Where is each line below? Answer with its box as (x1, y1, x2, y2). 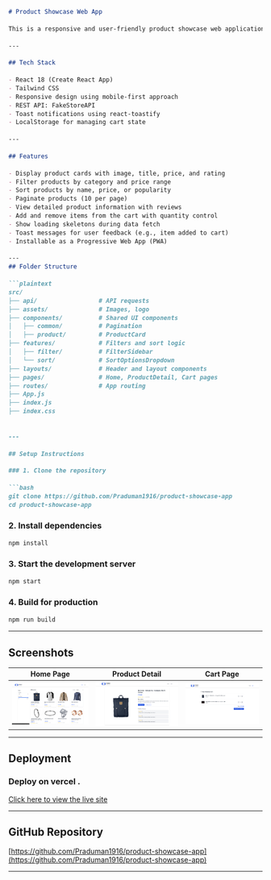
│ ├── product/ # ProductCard (8, 330, 147, 339)
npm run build (8, 616, 56, 624)
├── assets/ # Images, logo (8, 305, 150, 313)
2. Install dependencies (8, 520, 102, 531)
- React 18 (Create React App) (8, 76, 114, 84)
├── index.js (8, 399, 52, 407)
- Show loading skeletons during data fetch (8, 220, 161, 228)
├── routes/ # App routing (8, 382, 147, 390)
